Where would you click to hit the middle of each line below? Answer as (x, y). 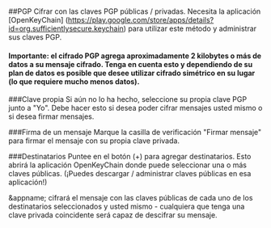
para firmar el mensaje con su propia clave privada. (94, 141)
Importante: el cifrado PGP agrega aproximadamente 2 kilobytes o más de (135, 56)
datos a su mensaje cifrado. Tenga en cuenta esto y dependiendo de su (131, 64)
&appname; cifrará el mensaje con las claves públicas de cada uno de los (131, 198)
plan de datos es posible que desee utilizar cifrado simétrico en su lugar (132, 73)
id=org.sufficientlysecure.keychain (66, 28)
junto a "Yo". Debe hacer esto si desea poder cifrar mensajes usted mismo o (135, 108)
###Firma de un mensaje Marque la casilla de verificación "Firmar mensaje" (135, 133)
